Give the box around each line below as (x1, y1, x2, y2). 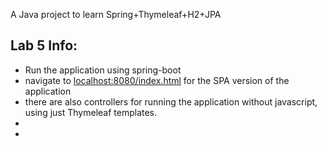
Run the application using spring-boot (24, 64, 182, 76)
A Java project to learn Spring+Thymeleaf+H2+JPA (10, 9, 222, 20)
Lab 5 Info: (10, 37, 78, 54)
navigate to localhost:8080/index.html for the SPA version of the (24, 74, 290, 86)
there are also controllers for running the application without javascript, (24, 95, 318, 108)
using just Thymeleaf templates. (24, 106, 158, 118)
